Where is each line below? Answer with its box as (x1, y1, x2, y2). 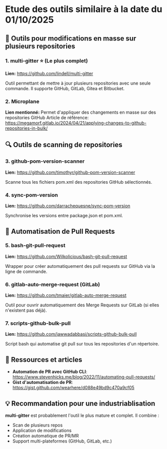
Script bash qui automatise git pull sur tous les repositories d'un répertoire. (5, 341, 159, 347)
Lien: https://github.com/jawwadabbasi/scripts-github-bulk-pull (5, 331, 137, 337)
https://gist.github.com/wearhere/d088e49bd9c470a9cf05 (12, 384, 135, 391)
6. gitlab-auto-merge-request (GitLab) (5, 281, 100, 288)
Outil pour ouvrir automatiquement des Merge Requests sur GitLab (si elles (5, 302, 159, 308)
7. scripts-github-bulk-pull (5, 320, 71, 327)
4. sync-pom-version (5, 191, 58, 198)
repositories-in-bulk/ (5, 125, 48, 131)
